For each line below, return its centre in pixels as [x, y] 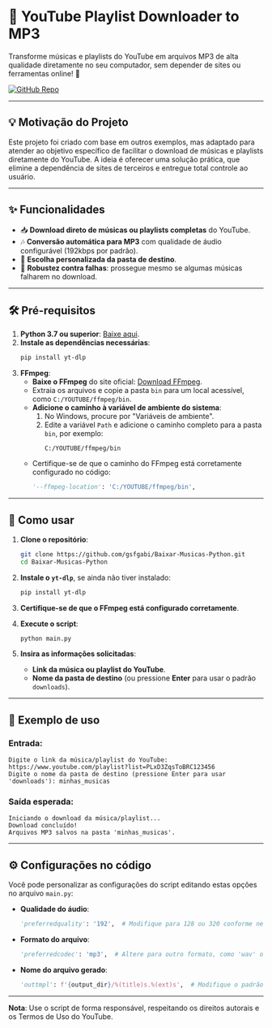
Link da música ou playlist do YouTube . [99, 670]
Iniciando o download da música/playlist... [85, 819]
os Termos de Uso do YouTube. [61, 1016]
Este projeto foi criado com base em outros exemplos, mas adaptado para [132, 142]
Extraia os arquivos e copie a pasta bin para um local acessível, [138, 391]
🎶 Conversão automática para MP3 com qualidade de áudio [121, 241]
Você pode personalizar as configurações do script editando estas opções [133, 885]
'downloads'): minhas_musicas [59, 782]
